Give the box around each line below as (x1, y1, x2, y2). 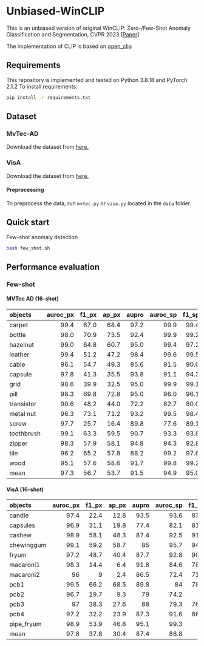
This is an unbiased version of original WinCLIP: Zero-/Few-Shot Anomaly (6, 24, 191, 32)
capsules (9, 521, 35, 529)
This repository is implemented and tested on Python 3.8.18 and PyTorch (6, 76, 188, 83)
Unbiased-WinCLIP (6, 4, 105, 18)
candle (9, 511, 29, 520)
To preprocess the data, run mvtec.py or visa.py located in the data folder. (6, 199, 192, 207)
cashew (9, 531, 32, 540)
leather (9, 350, 30, 359)
